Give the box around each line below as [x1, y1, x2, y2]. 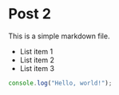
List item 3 [19, 63, 54, 73]
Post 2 [8, 5, 52, 23]
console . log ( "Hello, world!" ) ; [8, 79, 113, 87]
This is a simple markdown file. [8, 31, 110, 41]
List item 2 [19, 55, 54, 65]
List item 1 [19, 46, 54, 56]
